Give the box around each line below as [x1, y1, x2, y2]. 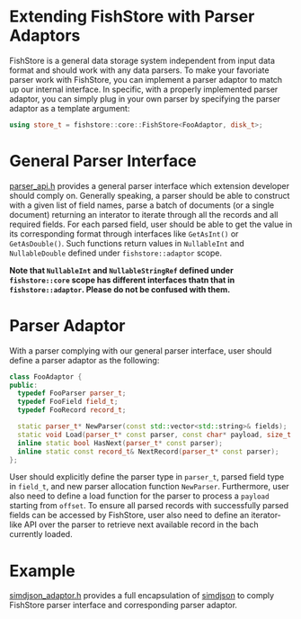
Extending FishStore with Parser [9, 6, 255, 27]
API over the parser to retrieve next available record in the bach [23, 519, 259, 530]
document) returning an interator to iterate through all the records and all [9, 209, 279, 220]
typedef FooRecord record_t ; [17, 406, 127, 415]
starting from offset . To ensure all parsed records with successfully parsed [9, 500, 289, 511]
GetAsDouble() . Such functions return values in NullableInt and [9, 238, 244, 248]
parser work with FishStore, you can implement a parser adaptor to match [9, 74, 283, 85]
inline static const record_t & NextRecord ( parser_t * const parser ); [17, 447, 279, 456]
